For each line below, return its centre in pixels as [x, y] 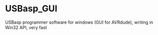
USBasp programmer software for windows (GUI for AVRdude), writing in [79, 22]
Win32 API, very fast [26, 27]
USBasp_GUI [31, 9]
